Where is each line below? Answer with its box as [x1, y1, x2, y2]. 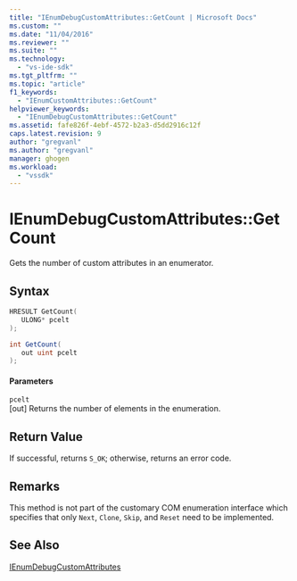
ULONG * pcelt [21, 315, 70, 324]
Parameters [9, 376, 54, 386]
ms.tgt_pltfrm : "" [9, 71, 78, 80]
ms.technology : [9, 54, 66, 63]
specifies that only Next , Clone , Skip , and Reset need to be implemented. [9, 512, 275, 523]
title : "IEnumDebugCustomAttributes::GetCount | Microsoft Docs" [9, 12, 257, 22]
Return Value [9, 429, 83, 444]
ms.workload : [9, 162, 58, 171]
